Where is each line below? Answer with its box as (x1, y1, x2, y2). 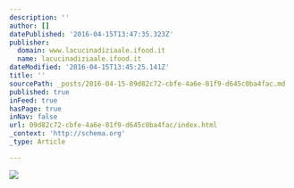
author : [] (9, 21, 50, 30)
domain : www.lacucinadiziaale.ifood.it (17, 46, 166, 55)
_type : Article (9, 137, 66, 146)
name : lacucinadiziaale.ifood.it (17, 54, 142, 63)
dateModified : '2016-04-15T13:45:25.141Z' (9, 63, 170, 72)
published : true (9, 87, 70, 96)
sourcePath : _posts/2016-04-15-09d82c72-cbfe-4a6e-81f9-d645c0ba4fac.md (9, 79, 286, 88)
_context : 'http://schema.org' (9, 129, 126, 138)
